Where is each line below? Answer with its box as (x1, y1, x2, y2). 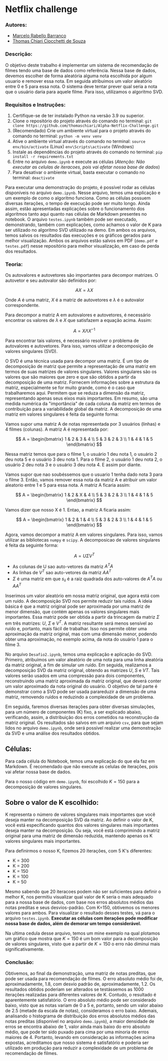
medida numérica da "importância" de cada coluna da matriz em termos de (5, 401, 161, 407)
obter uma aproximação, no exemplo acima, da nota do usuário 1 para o (5, 636, 153, 642)
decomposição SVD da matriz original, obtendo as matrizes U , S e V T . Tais (5, 667, 159, 673)
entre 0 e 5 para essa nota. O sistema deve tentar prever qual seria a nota (5, 83, 157, 89)
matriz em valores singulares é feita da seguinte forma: (5, 411, 119, 417)
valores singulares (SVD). (5, 348, 58, 355)
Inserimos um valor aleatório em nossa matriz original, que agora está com (5, 593, 159, 599)
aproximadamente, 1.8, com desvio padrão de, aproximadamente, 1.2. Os (5, 981, 155, 987)
